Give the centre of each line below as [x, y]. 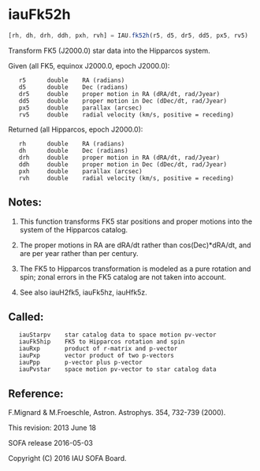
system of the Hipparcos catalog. [74, 229]
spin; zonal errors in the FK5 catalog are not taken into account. [123, 276]
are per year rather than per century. [79, 253]
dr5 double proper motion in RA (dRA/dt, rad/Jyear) [119, 94]
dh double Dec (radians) [73, 150]
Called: [26, 317]
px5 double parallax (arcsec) [81, 108]
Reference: [36, 393]
